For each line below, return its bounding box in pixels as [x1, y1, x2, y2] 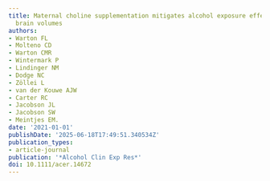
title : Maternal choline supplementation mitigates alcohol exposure [8, 11, 247, 20]
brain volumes [15, 19, 63, 27]
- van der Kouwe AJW [8, 86, 78, 95]
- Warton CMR [8, 49, 52, 57]
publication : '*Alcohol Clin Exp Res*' [8, 153, 142, 161]
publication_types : [8, 138, 74, 147]
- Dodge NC [8, 71, 45, 79]
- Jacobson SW [8, 109, 56, 117]
